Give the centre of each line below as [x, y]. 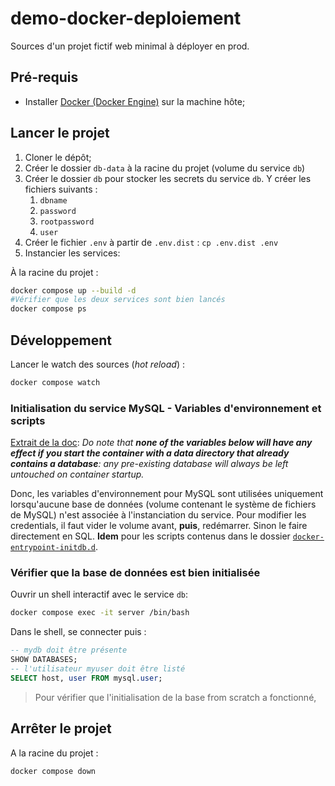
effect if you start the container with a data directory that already [150, 453]
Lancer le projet [60, 133]
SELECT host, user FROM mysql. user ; [86, 678]
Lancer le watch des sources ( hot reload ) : [97, 364]
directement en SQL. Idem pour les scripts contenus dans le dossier [150, 536]
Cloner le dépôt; [58, 157]
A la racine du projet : [54, 753]
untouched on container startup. [77, 474]
